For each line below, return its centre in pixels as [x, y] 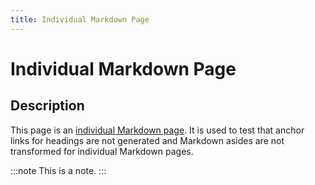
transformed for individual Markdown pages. [102, 151]
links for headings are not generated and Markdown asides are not [147, 140]
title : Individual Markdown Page [80, 19]
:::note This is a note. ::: [58, 170]
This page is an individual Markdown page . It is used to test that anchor [157, 130]
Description [47, 106]
